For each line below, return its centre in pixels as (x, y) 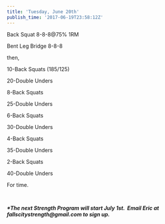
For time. (18, 185)
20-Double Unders (30, 81)
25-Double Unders (30, 104)
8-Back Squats (25, 92)
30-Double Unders (30, 127)
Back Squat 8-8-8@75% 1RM (43, 34)
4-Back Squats (25, 139)
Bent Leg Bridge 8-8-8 (35, 46)
